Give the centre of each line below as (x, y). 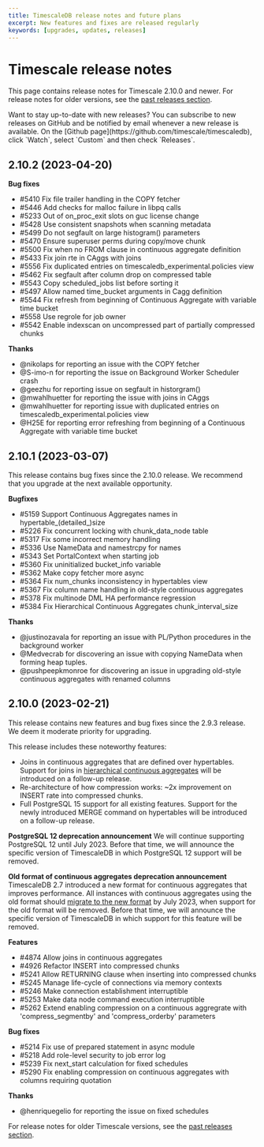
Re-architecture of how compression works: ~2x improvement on (125, 787)
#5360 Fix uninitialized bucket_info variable (90, 564)
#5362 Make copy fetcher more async (82, 573)
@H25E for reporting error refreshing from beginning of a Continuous (132, 423)
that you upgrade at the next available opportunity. (90, 483)
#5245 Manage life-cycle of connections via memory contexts (121, 982)
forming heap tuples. (54, 662)
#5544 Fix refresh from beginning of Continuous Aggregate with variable (138, 300)
